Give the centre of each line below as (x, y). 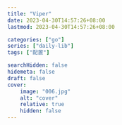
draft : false (26, 78)
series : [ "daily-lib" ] (41, 46)
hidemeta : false (31, 72)
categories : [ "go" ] (36, 39)
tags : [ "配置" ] (29, 53)
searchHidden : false (38, 65)
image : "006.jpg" (45, 91)
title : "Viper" (30, 14)
